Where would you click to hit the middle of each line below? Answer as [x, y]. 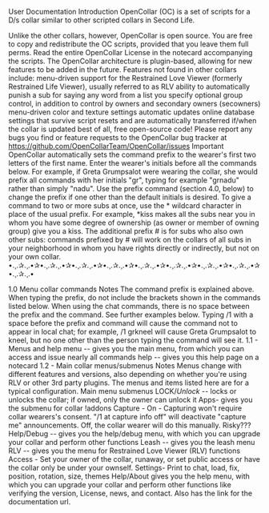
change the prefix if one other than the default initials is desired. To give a [130, 197]
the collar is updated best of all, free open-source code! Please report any [130, 129]
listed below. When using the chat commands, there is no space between [129, 306]
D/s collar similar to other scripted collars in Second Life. [102, 20]
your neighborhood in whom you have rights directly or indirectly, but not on [134, 248]
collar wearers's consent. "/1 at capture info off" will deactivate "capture [127, 417]
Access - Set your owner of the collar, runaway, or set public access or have [134, 459]
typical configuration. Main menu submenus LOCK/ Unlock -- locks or [122, 391]
